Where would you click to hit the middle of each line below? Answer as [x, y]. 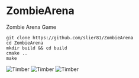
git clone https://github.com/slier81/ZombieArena [70, 38]
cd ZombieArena [25, 43]
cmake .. [17, 53]
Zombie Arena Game [31, 27]
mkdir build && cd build [37, 48]
